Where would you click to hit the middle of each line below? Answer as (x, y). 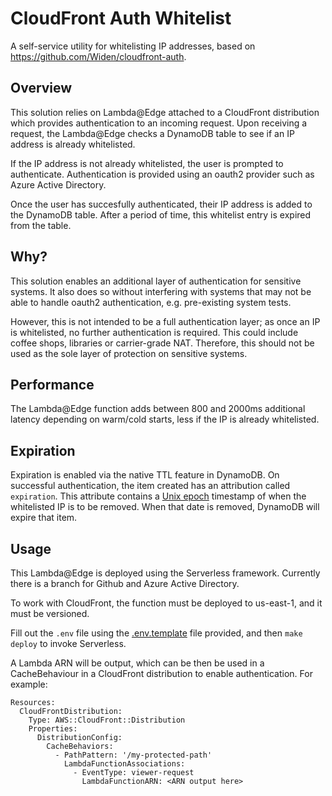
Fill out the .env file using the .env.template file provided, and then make (156, 633)
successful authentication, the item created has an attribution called (150, 486)
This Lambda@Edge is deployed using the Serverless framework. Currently (165, 573)
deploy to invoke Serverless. (68, 643)
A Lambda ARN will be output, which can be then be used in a (137, 663)
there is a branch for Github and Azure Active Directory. (125, 583)
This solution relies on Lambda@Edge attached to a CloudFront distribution (165, 112)
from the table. (41, 225)
